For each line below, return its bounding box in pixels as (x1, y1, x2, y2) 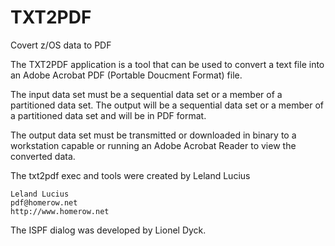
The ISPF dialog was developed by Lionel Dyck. (10, 224, 207, 236)
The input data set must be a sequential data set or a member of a (10, 88, 283, 100)
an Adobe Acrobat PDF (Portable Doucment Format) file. (10, 69, 243, 81)
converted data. (10, 150, 76, 162)
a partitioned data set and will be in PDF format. (10, 109, 207, 121)
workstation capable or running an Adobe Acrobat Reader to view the (10, 139, 297, 151)
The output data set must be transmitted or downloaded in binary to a (10, 129, 297, 141)
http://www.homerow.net (10, 206, 110, 216)
